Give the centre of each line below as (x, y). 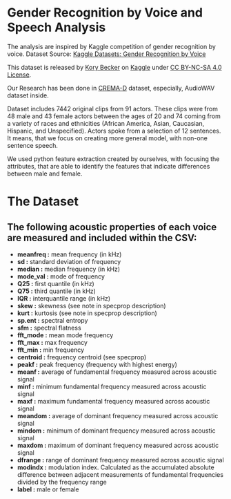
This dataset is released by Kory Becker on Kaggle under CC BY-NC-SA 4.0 (114, 67)
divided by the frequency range (62, 482)
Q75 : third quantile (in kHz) (57, 291)
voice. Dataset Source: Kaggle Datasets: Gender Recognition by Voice (107, 54)
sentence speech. (33, 145)
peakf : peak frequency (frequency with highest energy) (97, 364)
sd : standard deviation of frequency (69, 261)
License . (19, 75)
